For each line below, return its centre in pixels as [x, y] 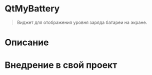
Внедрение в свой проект [61, 65]
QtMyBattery [32, 9]
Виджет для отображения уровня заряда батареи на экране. [82, 22]
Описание [27, 42]
